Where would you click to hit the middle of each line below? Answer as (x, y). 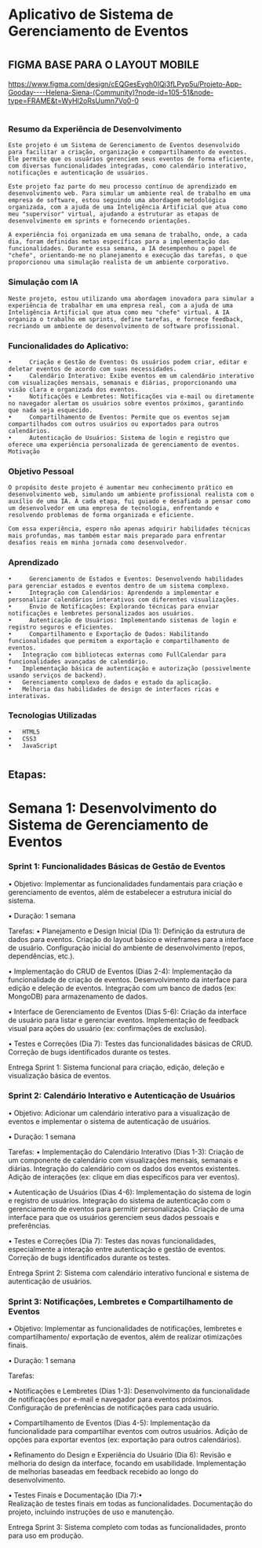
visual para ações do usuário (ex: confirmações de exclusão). (107, 1028)
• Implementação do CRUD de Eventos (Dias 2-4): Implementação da (120, 971)
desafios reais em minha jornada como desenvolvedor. (98, 543)
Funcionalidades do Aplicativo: (69, 345)
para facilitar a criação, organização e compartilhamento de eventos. (127, 152)
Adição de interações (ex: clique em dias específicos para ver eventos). (124, 1177)
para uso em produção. (46, 1535)
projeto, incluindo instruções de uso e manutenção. (91, 1512)
